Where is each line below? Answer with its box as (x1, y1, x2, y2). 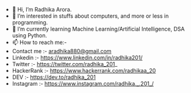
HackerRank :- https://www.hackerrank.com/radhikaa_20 (12, 67, 156, 74)
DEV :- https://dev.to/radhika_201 (12, 73, 96, 81)
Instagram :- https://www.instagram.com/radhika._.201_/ (12, 80, 154, 87)
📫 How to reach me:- (12, 39, 67, 46)
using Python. (12, 32, 48, 39)
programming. (12, 19, 48, 26)
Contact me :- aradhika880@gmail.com (12, 48, 112, 54)
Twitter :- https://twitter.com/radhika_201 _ (12, 61, 118, 67)
